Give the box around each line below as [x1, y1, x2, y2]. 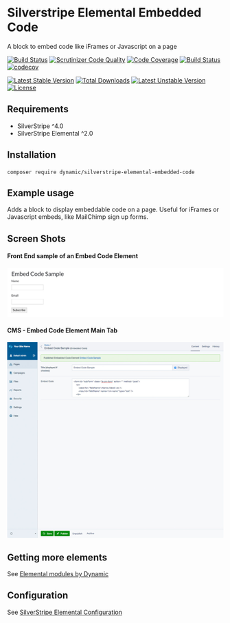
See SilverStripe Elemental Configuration [7, 608, 122, 616]
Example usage [7, 187, 74, 199]
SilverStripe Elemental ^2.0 [16, 129, 93, 137]
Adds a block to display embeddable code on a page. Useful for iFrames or [7, 205, 220, 214]
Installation [7, 149, 56, 161]
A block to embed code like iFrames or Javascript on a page [7, 42, 177, 50]
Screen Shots [7, 233, 67, 244]
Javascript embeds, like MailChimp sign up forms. [7, 213, 149, 221]
